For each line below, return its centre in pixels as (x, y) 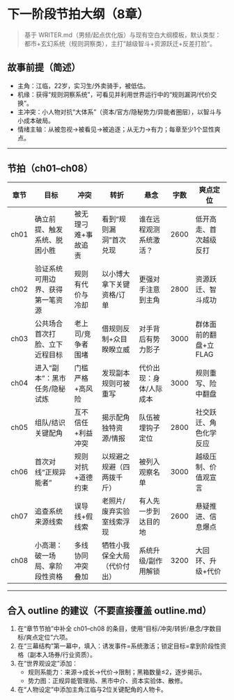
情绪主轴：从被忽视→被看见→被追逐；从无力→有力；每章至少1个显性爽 (119, 129)
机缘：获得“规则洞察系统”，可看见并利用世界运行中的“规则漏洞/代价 (114, 94)
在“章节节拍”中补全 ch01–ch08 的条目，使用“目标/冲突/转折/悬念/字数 (116, 629)
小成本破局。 (36, 120)
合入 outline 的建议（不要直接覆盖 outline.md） (109, 611)
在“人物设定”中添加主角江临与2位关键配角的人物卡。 (92, 690)
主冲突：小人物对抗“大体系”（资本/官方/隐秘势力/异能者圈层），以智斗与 (119, 111)
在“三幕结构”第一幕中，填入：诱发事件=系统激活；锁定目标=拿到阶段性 (119, 646)
